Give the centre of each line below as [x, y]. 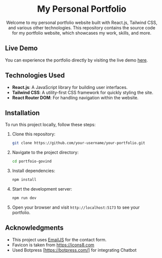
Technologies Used [35, 75]
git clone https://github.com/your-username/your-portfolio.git [79, 143]
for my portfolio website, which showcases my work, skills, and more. [82, 33]
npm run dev [24, 198]
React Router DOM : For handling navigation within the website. [75, 97]
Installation [22, 113]
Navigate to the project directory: [45, 152]
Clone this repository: [34, 134]
